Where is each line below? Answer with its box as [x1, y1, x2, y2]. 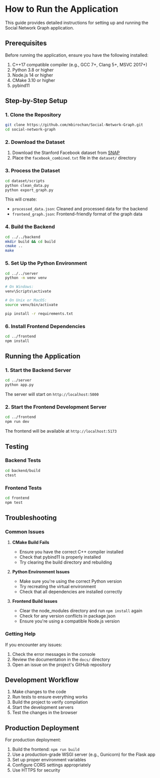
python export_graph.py [5, 187, 54, 192]
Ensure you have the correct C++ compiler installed [19, 549, 124, 555]
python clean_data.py [5, 183, 49, 188]
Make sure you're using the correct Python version [19, 578, 122, 584]
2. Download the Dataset [5, 139, 65, 146]
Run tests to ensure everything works [12, 694, 88, 700]
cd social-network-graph [5, 127, 56, 132]
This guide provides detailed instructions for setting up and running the [5, 20, 148, 26]
